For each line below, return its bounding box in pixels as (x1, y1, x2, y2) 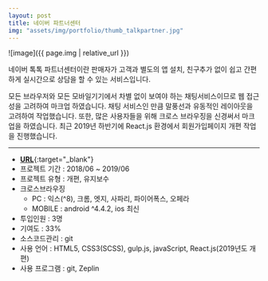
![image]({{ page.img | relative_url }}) (8, 49, 130, 58)
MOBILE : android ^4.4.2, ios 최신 (31, 204, 140, 213)
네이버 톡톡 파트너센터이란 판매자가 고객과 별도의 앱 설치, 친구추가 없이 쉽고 (8, 64, 242, 74)
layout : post (8, 11, 52, 20)
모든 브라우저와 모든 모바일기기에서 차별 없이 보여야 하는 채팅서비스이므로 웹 (8, 92, 245, 101)
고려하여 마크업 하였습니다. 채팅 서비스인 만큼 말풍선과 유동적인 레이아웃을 (22, 101, 254, 111)
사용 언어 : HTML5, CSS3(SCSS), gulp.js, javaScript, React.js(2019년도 (19, 244, 248, 253)
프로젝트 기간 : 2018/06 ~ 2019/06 (19, 164, 130, 174)
